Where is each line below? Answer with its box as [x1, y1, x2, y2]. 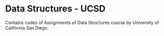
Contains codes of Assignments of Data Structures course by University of [5, 19, 159, 25]
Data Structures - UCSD [5, 3, 106, 14]
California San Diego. [5, 24, 49, 30]
